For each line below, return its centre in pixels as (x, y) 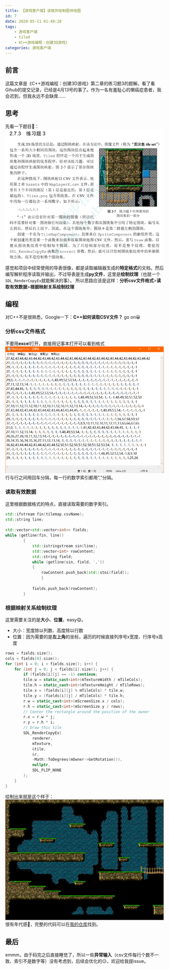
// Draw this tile (43, 728)
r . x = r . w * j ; (39, 717)
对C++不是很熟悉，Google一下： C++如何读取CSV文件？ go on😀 (73, 317)
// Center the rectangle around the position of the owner (87, 712)
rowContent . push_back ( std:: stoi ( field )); (85, 573)
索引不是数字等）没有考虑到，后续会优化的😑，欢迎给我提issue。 (81, 961)
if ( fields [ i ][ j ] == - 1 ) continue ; (61, 674)
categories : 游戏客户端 (28, 48)
